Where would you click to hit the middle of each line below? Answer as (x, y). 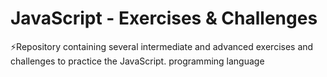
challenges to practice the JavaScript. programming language (137, 61)
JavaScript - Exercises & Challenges (164, 18)
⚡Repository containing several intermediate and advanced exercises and (162, 46)
